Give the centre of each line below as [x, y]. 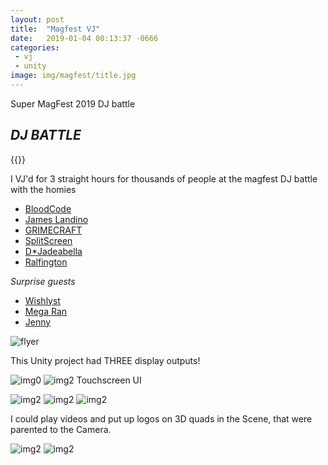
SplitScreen [48, 240]
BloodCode [48, 208]
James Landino [56, 219]
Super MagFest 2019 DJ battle [73, 103]
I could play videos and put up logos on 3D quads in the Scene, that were [161, 418]
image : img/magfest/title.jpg [73, 76]
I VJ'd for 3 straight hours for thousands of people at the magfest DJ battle [164, 178]
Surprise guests [43, 281]
